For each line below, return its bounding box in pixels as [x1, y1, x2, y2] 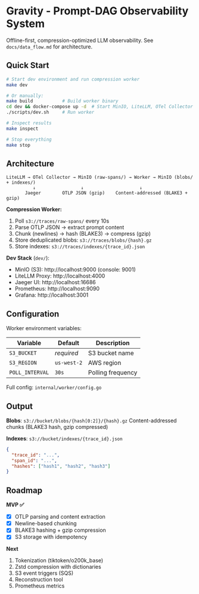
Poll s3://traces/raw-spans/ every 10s [14, 217, 110, 225]
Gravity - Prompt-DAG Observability [6, 4, 189, 18]
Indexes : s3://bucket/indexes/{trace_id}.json [6, 435, 123, 442]
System [6, 17, 45, 31]
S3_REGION [9, 360, 37, 366]
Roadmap [6, 485, 43, 495]
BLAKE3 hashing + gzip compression [14, 526, 106, 534]
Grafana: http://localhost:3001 [14, 291, 89, 298]
